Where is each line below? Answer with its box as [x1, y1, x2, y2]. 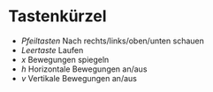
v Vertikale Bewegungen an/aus [20, 73, 138, 83]
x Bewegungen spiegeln [20, 54, 110, 65]
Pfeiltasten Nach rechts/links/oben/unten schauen [20, 35, 204, 46]
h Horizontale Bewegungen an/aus [20, 64, 148, 74]
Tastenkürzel [8, 6, 107, 27]
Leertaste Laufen [20, 44, 84, 55]
